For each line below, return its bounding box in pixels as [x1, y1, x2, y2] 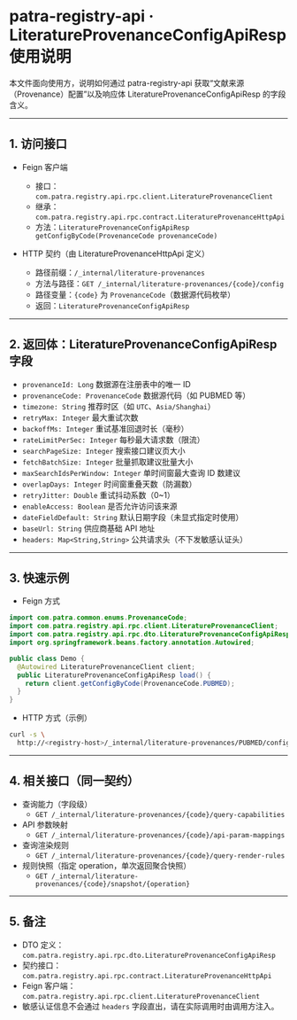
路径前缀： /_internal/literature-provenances [34, 267, 205, 277]
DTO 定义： [21, 939, 65, 950]
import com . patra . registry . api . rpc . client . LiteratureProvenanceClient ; [9, 622, 278, 631]
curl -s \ [9, 730, 46, 739]
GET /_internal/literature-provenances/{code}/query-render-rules [34, 851, 286, 860]
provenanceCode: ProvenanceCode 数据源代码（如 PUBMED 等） [21, 390, 251, 401]
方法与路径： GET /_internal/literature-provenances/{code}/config [34, 277, 285, 289]
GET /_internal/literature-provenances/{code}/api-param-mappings [34, 830, 286, 839]
